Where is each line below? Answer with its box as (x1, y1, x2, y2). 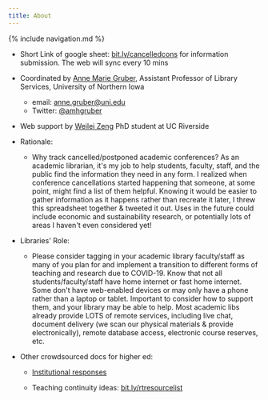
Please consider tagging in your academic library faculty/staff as (31, 251, 246, 261)
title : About (8, 11, 52, 20)
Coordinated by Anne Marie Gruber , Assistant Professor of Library (19, 73, 238, 82)
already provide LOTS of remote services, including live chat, (31, 310, 234, 320)
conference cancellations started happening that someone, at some (31, 178, 256, 187)
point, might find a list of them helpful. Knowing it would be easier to (31, 186, 258, 196)
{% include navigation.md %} (8, 34, 106, 43)
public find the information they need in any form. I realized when (31, 169, 247, 178)
